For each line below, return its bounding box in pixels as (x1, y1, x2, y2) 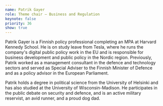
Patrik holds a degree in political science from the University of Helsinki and (5, 79, 159, 86)
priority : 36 (5, 21, 32, 26)
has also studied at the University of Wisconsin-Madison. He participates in (5, 85, 158, 91)
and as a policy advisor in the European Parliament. (5, 70, 109, 76)
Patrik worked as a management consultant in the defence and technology (5, 60, 156, 66)
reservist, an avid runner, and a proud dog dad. (5, 95, 101, 101)
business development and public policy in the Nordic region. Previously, (5, 54, 152, 60)
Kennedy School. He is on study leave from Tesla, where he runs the (5, 44, 144, 50)
